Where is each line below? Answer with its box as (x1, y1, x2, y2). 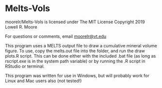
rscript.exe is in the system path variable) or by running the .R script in (5, 58, 146, 64)
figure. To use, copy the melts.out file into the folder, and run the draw (5, 48, 145, 54)
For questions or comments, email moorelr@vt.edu (5, 33, 107, 39)
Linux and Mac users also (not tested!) (5, 78, 82, 84)
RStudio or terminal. (5, 63, 45, 69)
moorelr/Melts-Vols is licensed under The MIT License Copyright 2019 (5, 19, 145, 25)
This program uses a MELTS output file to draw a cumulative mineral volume (5, 43, 158, 48)
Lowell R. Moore (5, 24, 37, 29)
